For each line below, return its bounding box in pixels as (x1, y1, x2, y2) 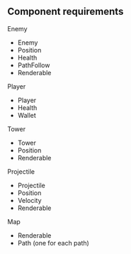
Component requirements (7, 6, 124, 18)
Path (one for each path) (17, 238, 90, 247)
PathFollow (17, 60, 50, 70)
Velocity (17, 196, 42, 204)
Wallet (17, 111, 37, 119)
